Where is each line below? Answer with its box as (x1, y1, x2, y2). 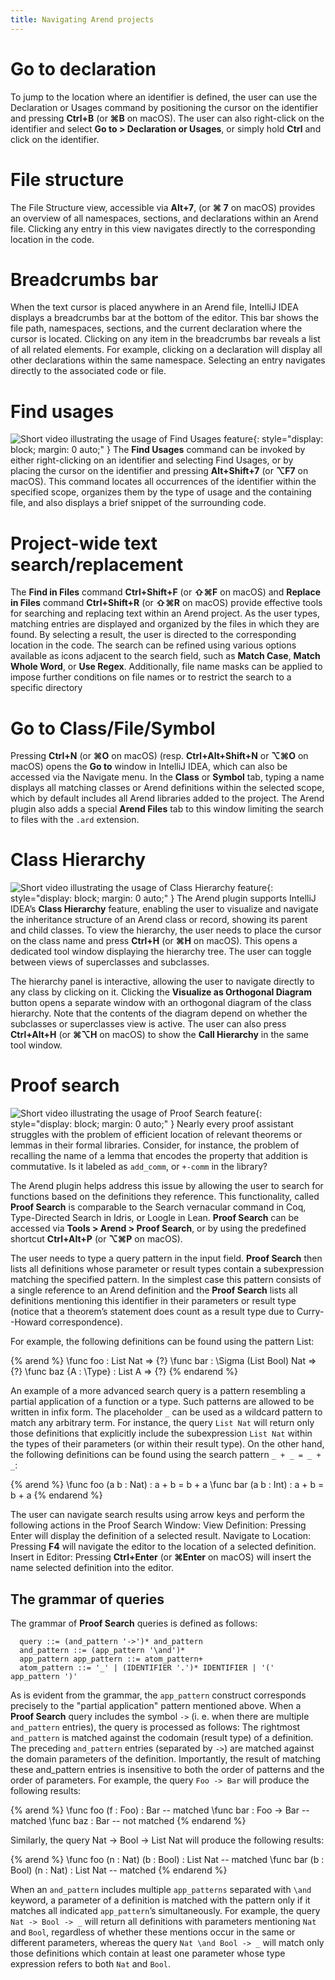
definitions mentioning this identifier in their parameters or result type (10, 1295, 297, 1307)
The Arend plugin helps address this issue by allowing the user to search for (10, 1180, 324, 1192)
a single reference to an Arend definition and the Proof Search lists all (10, 1284, 298, 1296)
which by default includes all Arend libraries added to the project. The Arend (10, 792, 325, 805)
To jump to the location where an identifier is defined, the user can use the (10, 91, 318, 103)
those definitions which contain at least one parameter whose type (10, 1947, 286, 1959)
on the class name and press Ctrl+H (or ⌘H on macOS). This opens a (10, 935, 298, 947)
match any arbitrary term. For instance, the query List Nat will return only (10, 1417, 315, 1429)
